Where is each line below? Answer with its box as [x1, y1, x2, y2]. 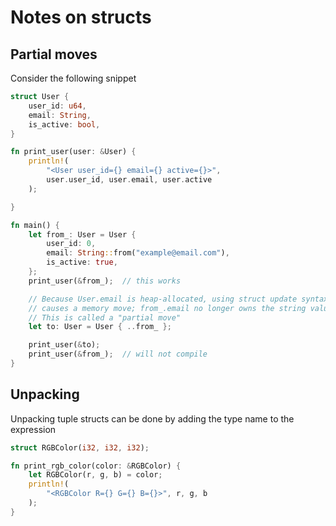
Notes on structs [10, 6, 152, 29]
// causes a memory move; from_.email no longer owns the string [28, 303, 307, 313]
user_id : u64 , [28, 101, 87, 111]
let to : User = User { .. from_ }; [28, 322, 172, 332]
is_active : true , [46, 257, 118, 268]
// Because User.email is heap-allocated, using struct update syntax [28, 294, 329, 304]
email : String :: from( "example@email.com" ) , [46, 248, 230, 258]
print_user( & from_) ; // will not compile [28, 349, 208, 360]
